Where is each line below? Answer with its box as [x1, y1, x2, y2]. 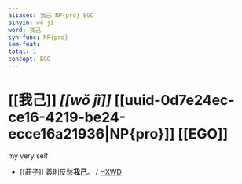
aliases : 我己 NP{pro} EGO [8, 11, 94, 20]
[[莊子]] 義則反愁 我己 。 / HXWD [19, 167, 122, 176]
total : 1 [8, 48, 37, 56]
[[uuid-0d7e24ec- [114, 92, 235, 110]
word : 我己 [8, 26, 42, 34]
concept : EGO [8, 56, 51, 63]
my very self [8, 150, 49, 161]
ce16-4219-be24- [8, 109, 126, 126]
